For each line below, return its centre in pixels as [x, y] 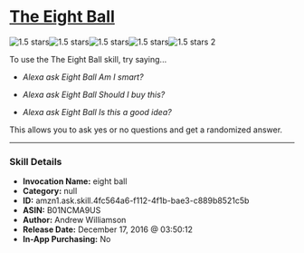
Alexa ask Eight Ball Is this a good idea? [97, 112]
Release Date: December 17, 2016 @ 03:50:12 [107, 229]
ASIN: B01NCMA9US [62, 210]
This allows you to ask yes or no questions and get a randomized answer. [146, 130]
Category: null [50, 191]
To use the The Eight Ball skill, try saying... [88, 59]
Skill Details [36, 161]
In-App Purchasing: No [66, 239]
